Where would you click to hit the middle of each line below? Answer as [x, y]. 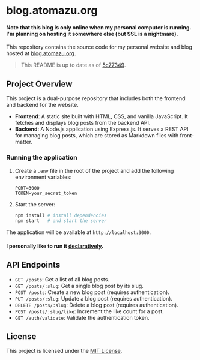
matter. [24, 142]
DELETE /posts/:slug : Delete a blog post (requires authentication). [96, 305]
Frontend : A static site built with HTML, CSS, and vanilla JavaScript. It [101, 116]
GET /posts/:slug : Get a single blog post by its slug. [79, 286]
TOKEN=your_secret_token [46, 193]
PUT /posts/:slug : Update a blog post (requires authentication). [94, 298]
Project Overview [39, 84]
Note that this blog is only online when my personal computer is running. [99, 27]
